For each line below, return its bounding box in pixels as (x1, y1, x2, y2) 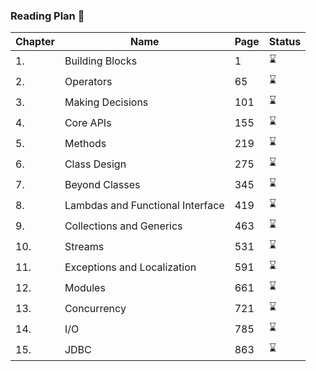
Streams (64, 239, 105, 253)
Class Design (64, 157, 127, 171)
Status (268, 35, 302, 49)
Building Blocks (64, 54, 138, 68)
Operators (64, 74, 113, 88)
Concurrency (64, 301, 127, 315)
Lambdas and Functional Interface (64, 198, 225, 212)
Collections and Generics (64, 219, 183, 233)
